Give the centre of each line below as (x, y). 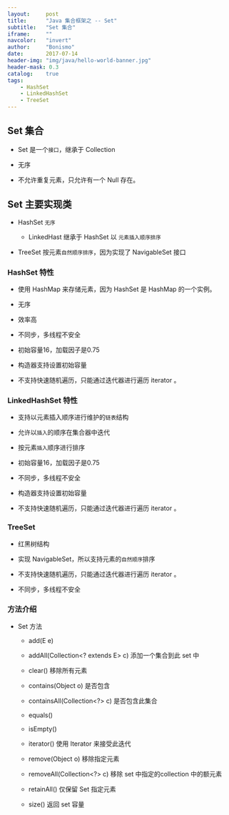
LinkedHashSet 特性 (43, 400)
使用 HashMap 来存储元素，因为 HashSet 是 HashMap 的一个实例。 (117, 289)
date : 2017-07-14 (43, 54)
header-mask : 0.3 (33, 67)
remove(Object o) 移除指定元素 (74, 759)
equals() (41, 715)
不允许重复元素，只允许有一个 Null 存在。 (78, 180)
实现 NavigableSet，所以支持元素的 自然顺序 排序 (86, 559)
